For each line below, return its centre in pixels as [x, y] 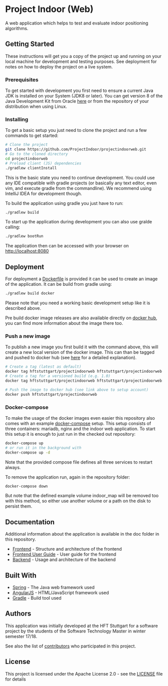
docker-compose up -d [28, 452]
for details [15, 679]
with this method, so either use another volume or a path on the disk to [78, 501]
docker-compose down [27, 486]
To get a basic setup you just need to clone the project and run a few [76, 130]
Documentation [30, 522]
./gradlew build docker [30, 293]
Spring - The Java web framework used [53, 587]
